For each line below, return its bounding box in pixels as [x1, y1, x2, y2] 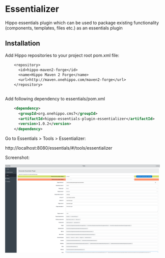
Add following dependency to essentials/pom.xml [5, 96, 106, 101]
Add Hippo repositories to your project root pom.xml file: [5, 52, 119, 58]
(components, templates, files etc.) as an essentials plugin [5, 25, 123, 31]
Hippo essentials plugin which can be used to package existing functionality [5, 20, 159, 26]
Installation [5, 39, 40, 48]
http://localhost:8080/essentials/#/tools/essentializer [5, 145, 112, 151]
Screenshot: [5, 155, 30, 161]
